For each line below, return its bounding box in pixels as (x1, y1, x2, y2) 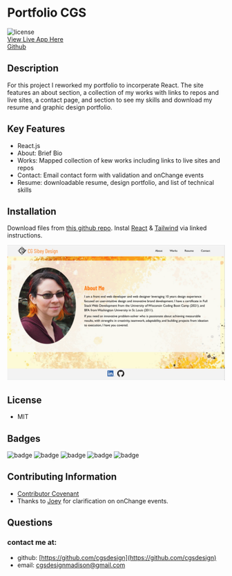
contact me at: (7, 538, 57, 548)
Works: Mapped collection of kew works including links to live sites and (17, 156, 221, 164)
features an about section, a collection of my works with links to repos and (7, 88, 220, 96)
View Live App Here (7, 35, 64, 43)
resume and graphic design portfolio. (7, 102, 113, 111)
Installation (7, 206, 57, 217)
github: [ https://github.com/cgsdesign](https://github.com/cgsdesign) (17, 553, 217, 561)
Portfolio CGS (7, 5, 87, 21)
